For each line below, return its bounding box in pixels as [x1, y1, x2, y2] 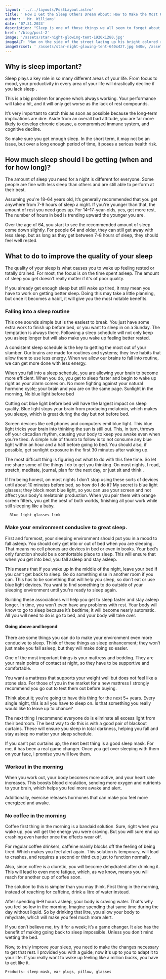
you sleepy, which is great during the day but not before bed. [5, 411, 129, 417]
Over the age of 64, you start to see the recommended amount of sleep [5, 222, 151, 228]
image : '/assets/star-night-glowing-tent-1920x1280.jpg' [5, 35, 125, 40]
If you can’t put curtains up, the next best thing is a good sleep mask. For [5, 740, 154, 746]
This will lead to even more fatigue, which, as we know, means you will [5, 869, 149, 875]
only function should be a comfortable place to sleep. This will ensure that [5, 551, 156, 557]
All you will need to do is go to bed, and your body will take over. [5, 612, 137, 618]
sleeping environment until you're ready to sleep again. [5, 587, 117, 593]
